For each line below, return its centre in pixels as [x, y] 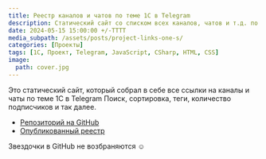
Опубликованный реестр [62, 130]
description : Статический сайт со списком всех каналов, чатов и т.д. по [133, 23]
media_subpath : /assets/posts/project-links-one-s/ [96, 38]
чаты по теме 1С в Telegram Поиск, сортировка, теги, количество [120, 98]
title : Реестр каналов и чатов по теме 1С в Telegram [100, 16]
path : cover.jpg [42, 68]
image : [19, 60]
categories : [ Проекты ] [46, 45]
